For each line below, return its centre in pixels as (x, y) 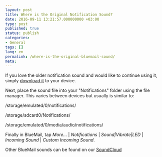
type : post (16, 24)
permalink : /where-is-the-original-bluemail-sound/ (60, 56)
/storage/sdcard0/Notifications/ (38, 115)
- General (15, 43)
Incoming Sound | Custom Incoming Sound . (50, 140)
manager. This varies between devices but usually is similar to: (70, 96)
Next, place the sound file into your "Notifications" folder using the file (77, 90)
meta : (11, 61)
